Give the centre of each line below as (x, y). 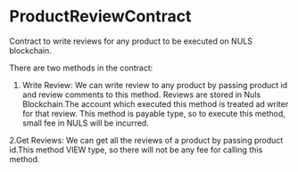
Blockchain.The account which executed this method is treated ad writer (155, 103)
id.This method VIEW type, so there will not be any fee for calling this (136, 150)
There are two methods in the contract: (81, 68)
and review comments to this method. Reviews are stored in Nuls (141, 94)
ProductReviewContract (100, 16)
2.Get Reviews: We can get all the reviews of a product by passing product (146, 140)
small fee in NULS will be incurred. (85, 123)
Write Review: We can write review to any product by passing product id (155, 85)
